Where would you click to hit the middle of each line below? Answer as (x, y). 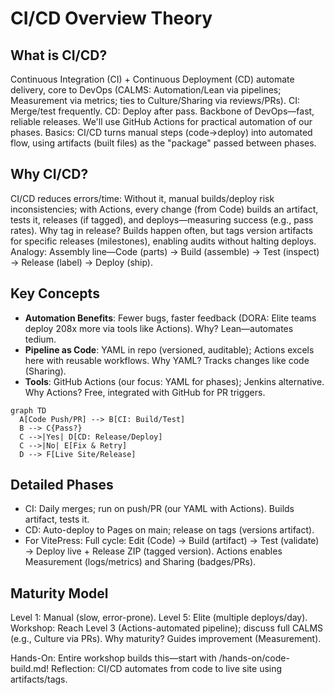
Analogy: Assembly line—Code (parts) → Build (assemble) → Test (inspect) (165, 251)
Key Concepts (55, 293)
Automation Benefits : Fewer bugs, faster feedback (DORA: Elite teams (170, 318)
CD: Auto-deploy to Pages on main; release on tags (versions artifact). (169, 530)
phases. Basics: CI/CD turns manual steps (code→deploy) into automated (161, 132)
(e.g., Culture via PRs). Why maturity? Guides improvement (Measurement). (166, 639)
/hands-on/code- (254, 658)
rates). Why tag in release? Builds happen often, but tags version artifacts (161, 230)
